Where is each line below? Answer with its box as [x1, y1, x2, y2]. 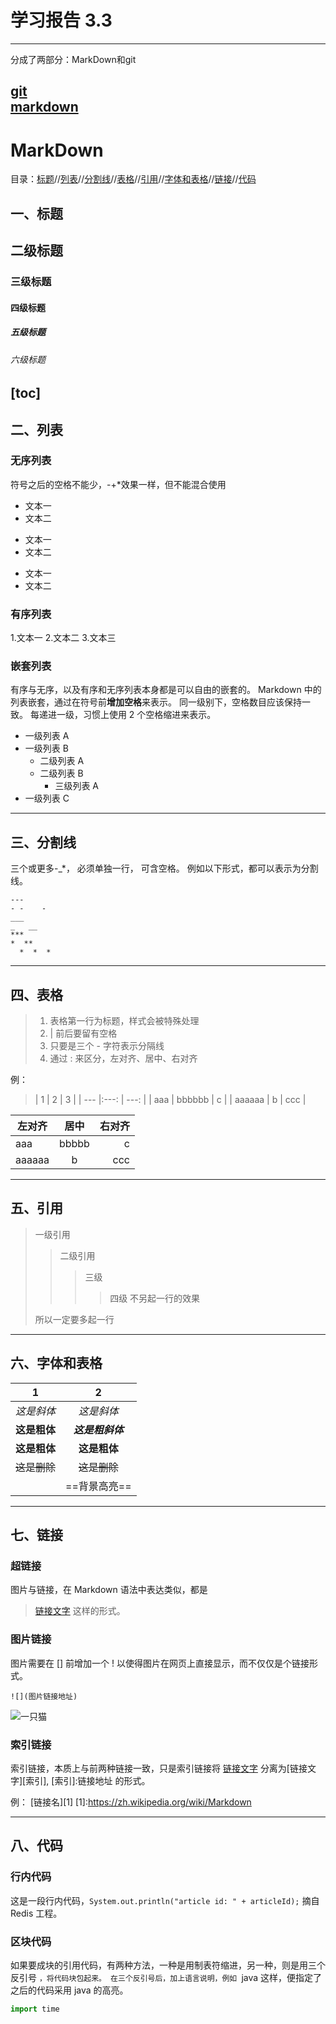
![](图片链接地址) [10, 1691, 78, 1701]
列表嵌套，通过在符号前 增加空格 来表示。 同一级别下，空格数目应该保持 [10, 696, 302, 708]
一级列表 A [24, 730, 70, 742]
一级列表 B [24, 742, 69, 755]
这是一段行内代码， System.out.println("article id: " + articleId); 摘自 [10, 1894, 320, 1906]
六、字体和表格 [10, 1355, 103, 1372]
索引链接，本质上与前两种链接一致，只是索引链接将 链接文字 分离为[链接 [10, 1762, 308, 1774]
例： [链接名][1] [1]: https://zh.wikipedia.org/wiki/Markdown [10, 1796, 252, 1808]
